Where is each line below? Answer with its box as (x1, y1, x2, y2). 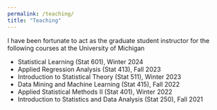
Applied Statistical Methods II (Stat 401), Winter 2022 (17, 87, 173, 96)
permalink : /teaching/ (7, 10, 74, 18)
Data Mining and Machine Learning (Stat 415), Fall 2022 (17, 80, 180, 88)
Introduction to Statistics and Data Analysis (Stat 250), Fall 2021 (17, 94, 204, 103)
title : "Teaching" (7, 17, 61, 24)
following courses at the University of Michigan (7, 44, 145, 52)
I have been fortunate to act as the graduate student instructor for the (7, 36, 210, 44)
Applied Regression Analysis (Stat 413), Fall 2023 (17, 65, 161, 73)
